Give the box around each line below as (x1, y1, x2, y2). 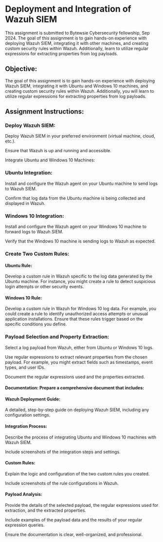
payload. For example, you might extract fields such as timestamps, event (5, 359, 153, 365)
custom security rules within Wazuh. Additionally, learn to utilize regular (5, 45, 148, 51)
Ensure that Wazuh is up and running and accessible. (5, 148, 112, 154)
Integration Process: (5, 423, 47, 429)
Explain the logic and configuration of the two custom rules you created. (5, 471, 150, 477)
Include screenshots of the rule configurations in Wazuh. (5, 480, 119, 486)
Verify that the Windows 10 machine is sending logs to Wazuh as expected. (5, 238, 156, 244)
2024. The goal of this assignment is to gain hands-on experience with (5, 35, 147, 41)
